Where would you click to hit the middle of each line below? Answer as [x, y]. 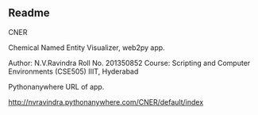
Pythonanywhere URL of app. [56, 86]
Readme [29, 13]
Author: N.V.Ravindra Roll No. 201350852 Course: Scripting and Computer [129, 63]
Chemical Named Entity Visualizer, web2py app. [87, 48]
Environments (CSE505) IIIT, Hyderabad [73, 71]
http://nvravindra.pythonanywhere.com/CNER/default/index [106, 102]
